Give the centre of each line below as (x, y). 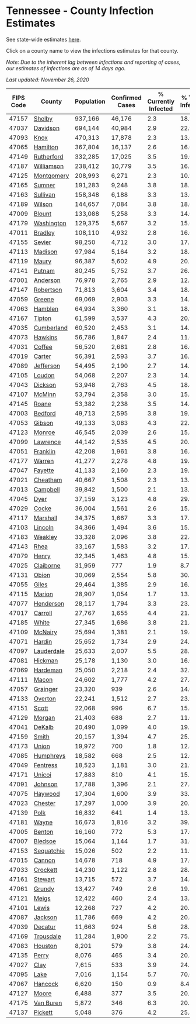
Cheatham (48, 480)
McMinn (45, 394)
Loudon (44, 375)
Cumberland (51, 328)
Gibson (43, 422)
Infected (161, 108)
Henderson (49, 603)
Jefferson (47, 366)
